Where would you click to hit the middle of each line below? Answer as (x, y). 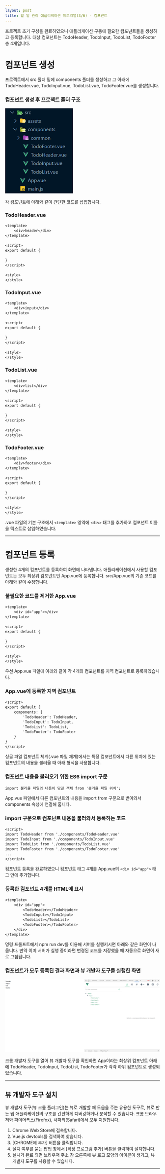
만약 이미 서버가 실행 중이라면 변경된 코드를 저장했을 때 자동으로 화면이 (87, 950)
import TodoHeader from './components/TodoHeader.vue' (62, 834)
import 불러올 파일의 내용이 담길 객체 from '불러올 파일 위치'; (63, 788)
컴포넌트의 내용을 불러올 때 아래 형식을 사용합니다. (53, 763)
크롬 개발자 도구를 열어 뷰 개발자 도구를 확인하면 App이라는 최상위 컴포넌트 (77, 1060)
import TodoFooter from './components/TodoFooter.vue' (62, 849)
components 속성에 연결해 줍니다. (38, 804)
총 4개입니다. (18, 43)
